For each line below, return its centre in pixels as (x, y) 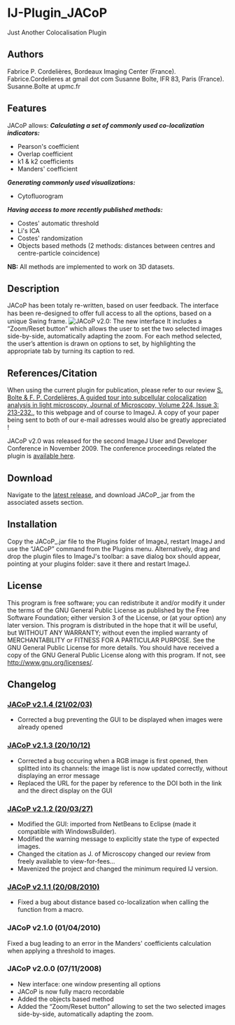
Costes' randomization (50, 238)
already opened (40, 727)
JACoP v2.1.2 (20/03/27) (50, 809)
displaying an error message (58, 775)
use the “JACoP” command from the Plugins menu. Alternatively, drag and (114, 548)
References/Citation (52, 373)
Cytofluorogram (40, 196)
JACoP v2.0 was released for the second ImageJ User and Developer (107, 441)
